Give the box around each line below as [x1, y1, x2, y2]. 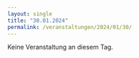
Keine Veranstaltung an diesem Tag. [7, 43, 113, 52]
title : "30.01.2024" [7, 17, 69, 24]
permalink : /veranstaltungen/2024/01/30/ [7, 23, 133, 30]
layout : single [7, 10, 53, 18]
